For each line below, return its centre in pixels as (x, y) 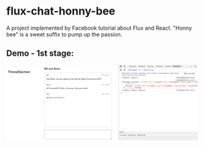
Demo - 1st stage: (40, 54)
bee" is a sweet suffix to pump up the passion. (64, 34)
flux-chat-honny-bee (61, 11)
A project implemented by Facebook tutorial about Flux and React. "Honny (99, 28)
